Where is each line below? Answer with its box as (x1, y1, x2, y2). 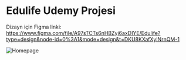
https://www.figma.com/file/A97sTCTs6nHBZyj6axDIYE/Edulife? (6, 29, 161, 36)
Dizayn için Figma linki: (6, 23, 62, 30)
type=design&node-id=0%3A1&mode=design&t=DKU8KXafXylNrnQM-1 (6, 36, 180, 43)
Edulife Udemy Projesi (6, 4, 116, 17)
